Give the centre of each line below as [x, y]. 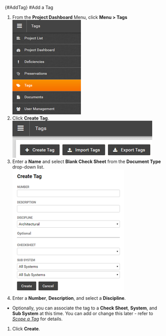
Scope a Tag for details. [37, 319]
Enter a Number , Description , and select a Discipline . [69, 298]
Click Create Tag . [31, 118]
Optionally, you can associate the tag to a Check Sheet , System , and [85, 308]
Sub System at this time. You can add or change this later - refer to [82, 313]
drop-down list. [28, 167]
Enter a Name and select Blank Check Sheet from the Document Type [87, 161]
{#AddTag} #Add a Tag [29, 7]
